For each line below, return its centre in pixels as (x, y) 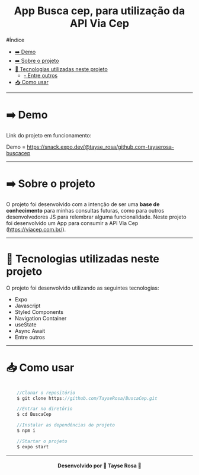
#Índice (15, 40)
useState (25, 325)
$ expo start (33, 447)
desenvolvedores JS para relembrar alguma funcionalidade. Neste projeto (96, 217)
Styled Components (39, 312)
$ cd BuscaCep (34, 415)
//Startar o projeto (42, 441)
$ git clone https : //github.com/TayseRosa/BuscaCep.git (87, 398)
